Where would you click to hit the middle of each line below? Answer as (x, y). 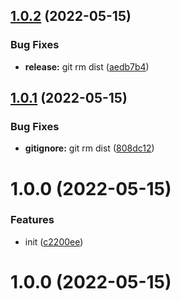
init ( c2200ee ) (54, 241)
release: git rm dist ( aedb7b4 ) (87, 66)
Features (32, 220)
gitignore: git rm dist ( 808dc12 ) (89, 148)
